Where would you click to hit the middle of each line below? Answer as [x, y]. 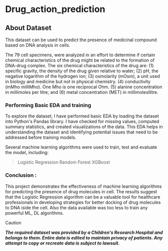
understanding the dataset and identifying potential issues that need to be [81, 132]
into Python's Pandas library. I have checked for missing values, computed [82, 121]
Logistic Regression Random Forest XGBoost [64, 162]
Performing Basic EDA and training [48, 105]
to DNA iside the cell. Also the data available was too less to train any [76, 207]
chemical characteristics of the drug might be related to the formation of [80, 60]
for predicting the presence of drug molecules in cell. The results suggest [81, 191]
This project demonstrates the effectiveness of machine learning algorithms [83, 186]
